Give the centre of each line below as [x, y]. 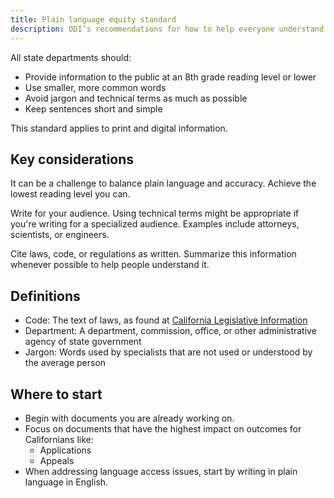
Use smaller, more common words [95, 87]
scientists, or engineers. [60, 235]
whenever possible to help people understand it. [110, 265]
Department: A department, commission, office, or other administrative [170, 331]
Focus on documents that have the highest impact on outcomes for [163, 428]
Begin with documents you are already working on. [129, 418]
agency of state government [83, 342]
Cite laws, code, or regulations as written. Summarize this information [153, 254]
